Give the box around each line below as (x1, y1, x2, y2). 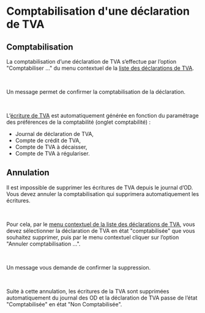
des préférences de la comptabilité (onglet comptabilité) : (6, 118, 151, 126)
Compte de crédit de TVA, (15, 137, 81, 144)
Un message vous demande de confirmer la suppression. (6, 263, 151, 271)
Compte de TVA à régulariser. (15, 150, 90, 157)
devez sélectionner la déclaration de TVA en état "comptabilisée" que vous (6, 227, 195, 234)
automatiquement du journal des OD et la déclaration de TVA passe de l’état (6, 294, 198, 301)
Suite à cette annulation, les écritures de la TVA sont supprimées (6, 287, 170, 295)
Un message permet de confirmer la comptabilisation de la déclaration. (6, 88, 185, 96)
